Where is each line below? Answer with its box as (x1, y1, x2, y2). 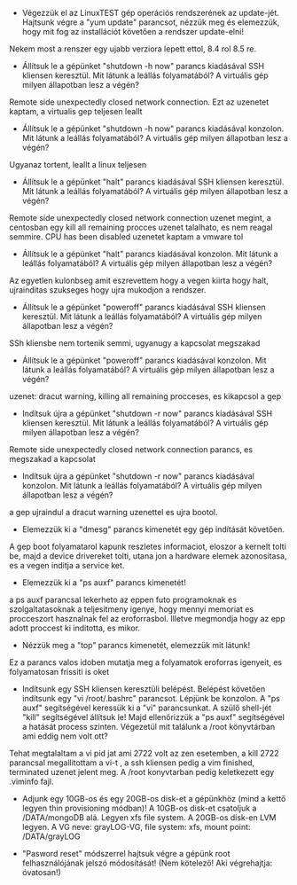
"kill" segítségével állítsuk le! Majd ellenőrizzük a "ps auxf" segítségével (21, 712, 285, 722)
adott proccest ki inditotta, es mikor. (9, 623, 140, 633)
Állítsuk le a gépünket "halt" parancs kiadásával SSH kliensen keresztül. (21, 176, 285, 187)
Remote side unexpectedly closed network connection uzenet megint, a (9, 213, 272, 223)
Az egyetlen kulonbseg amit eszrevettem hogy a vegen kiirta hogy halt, (9, 275, 269, 286)
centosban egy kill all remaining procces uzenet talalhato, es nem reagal (9, 222, 273, 232)
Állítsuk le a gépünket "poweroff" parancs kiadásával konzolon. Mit (21, 355, 268, 365)
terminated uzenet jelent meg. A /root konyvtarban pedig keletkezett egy (9, 767, 275, 777)
